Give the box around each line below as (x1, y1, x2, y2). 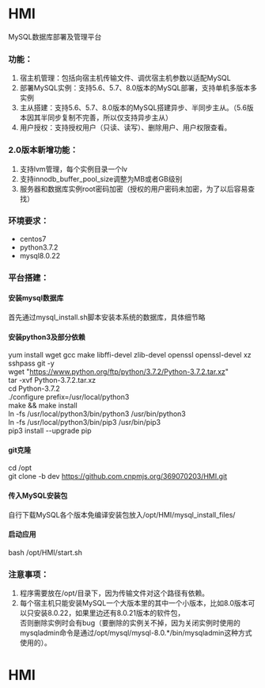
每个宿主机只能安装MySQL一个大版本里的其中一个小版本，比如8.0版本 (19, 598, 248, 608)
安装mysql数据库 (8, 293, 64, 303)
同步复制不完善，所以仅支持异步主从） (47, 113, 172, 123)
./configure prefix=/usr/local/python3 (8, 392, 130, 402)
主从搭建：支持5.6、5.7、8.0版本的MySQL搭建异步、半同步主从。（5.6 (19, 103, 248, 113)
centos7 (19, 234, 47, 243)
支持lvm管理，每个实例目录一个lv (19, 164, 128, 174)
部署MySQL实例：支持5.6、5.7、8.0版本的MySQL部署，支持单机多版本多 (19, 83, 258, 93)
